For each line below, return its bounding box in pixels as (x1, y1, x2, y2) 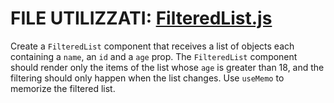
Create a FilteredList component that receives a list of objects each (10, 40, 295, 52)
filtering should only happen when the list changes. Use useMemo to (10, 72, 285, 84)
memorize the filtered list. (10, 82, 116, 94)
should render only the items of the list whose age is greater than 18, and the (10, 61, 325, 73)
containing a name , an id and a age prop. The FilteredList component (10, 50, 298, 62)
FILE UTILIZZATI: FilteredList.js (10, 7, 273, 30)
